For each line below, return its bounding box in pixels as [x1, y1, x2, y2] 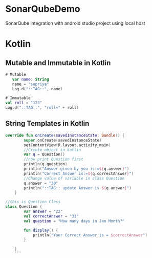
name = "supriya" [12, 82, 50, 87]
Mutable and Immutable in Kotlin [5, 58, 111, 67]
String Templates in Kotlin [5, 119, 90, 128]
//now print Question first [24, 157, 83, 162]
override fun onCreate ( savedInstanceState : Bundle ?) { [5, 133, 125, 138]
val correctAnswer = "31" [24, 213, 79, 219]
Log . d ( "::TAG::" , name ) [12, 86, 63, 91]
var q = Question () [24, 152, 66, 157]
